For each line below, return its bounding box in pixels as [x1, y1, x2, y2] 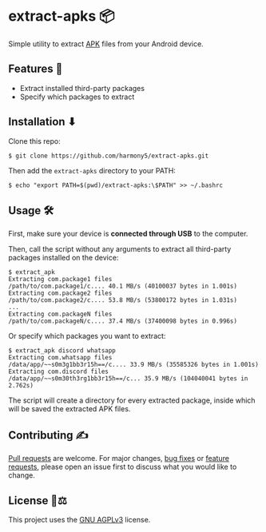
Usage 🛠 [8, 204, 54, 217]
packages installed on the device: [8, 253, 119, 263]
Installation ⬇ [8, 115, 77, 129]
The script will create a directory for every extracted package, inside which [8, 395, 256, 405]
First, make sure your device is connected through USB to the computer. [8, 229, 248, 239]
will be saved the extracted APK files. [8, 404, 131, 414]
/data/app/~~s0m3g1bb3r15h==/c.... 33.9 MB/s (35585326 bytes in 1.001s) [8, 361, 260, 369]
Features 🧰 [8, 62, 63, 76]
